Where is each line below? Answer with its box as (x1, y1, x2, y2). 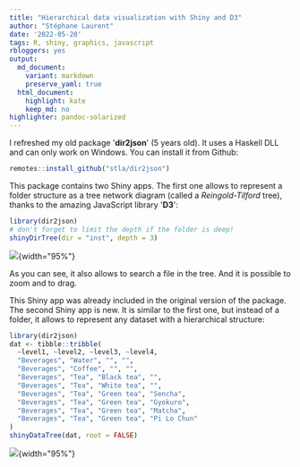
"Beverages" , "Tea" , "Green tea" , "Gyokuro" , (17, 397, 191, 407)
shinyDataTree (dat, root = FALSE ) (9, 431, 139, 440)
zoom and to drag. (9, 277, 78, 288)
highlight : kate (25, 96, 87, 106)
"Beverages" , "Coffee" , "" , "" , (17, 364, 139, 374)
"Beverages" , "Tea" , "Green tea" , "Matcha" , (17, 406, 186, 415)
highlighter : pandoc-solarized (9, 113, 126, 122)
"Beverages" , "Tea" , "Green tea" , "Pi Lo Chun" (17, 414, 199, 423)
